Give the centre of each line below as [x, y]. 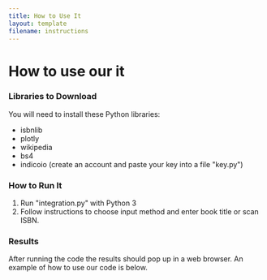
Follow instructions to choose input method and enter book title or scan [140, 212]
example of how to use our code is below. [78, 268]
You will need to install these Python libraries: [84, 114]
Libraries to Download [53, 97]
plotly [30, 138]
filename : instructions [49, 31]
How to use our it [67, 71]
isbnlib [31, 130]
